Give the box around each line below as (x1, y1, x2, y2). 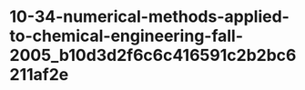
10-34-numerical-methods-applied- (9, 6, 290, 27)
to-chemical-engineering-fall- (9, 25, 244, 46)
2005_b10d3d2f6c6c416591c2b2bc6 (9, 45, 297, 65)
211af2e (9, 65, 69, 85)
